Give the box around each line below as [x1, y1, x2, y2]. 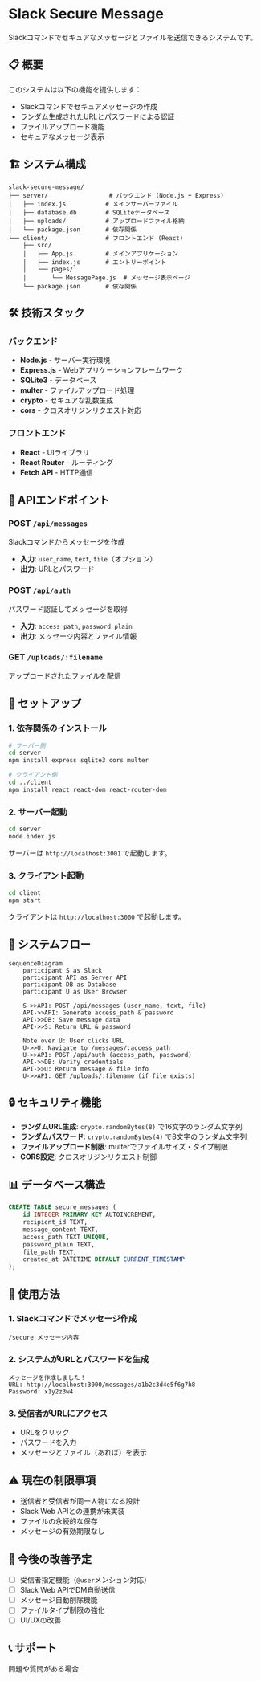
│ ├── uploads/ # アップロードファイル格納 [8, 217, 185, 225]
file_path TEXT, [22, 1248, 78, 1256]
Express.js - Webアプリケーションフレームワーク [19, 365, 183, 375]
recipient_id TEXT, [22, 1218, 88, 1226]
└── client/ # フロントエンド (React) [8, 234, 184, 242]
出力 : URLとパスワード [19, 564, 95, 574]
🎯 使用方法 [8, 1287, 60, 1301]
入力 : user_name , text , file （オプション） [19, 554, 157, 564]
